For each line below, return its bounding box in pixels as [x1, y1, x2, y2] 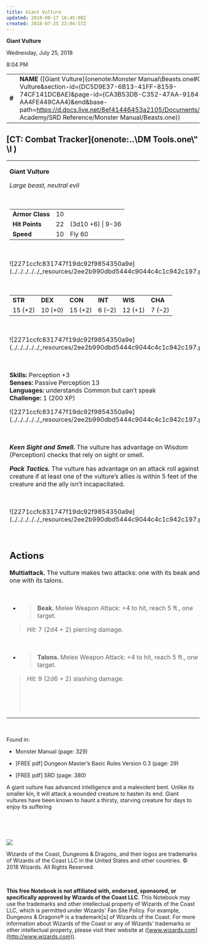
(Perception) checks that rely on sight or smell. [9, 451, 144, 459]
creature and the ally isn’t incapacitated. [9, 480, 125, 488]
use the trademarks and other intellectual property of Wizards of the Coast [6, 900, 195, 907]
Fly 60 [69, 230, 89, 238]
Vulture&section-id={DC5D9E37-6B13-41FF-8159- [19, 82, 177, 91]
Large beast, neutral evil [9, 181, 80, 190]
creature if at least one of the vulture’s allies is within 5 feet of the [9, 472, 197, 481]
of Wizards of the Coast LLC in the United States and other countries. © [6, 856, 188, 864]
